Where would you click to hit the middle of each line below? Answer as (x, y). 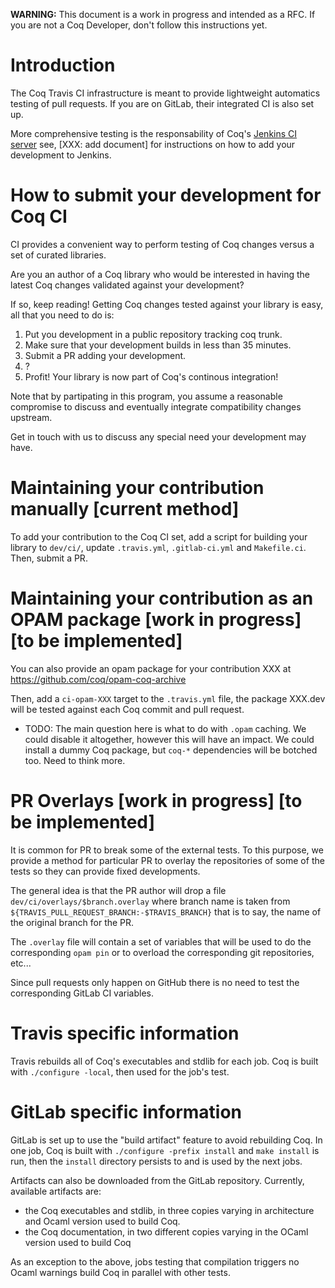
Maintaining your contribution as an (162, 598)
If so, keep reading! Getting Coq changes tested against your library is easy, (167, 304)
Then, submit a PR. (49, 558)
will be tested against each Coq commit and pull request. (127, 709)
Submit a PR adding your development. (105, 355)
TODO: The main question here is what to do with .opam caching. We (165, 728)
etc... (21, 963)
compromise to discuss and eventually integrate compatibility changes (156, 406)
